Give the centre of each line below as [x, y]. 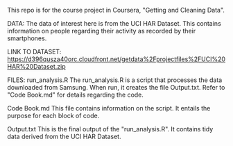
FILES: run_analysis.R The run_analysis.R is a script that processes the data [115, 80]
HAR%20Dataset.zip [36, 66]
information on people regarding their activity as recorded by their [102, 31]
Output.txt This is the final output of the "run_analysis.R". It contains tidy [110, 129]
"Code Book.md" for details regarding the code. [76, 95]
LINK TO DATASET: [34, 52]
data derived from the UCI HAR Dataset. [64, 136]
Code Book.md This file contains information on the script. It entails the [109, 108]
